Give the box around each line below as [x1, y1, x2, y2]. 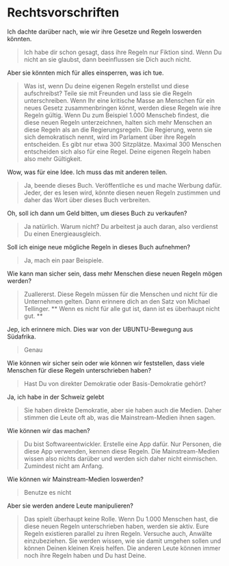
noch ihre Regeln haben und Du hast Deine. [23, 551, 147, 559]
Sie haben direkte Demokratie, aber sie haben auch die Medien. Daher [23, 406, 222, 414]
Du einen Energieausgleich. [23, 230, 101, 238]
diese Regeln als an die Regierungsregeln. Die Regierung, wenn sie [23, 125, 213, 134]
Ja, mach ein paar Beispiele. [23, 256, 104, 264]
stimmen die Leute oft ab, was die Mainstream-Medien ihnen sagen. [23, 413, 216, 421]
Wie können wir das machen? [7, 426, 90, 434]
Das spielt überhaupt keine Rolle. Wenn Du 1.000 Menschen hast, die [23, 515, 219, 523]
